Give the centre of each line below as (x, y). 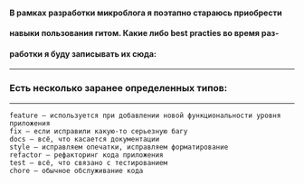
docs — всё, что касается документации (85, 139)
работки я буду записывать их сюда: (83, 53)
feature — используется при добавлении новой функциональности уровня (145, 115)
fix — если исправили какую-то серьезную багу (99, 131)
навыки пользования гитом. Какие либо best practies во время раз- (144, 33)
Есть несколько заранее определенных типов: (119, 88)
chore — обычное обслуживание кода (76, 170)
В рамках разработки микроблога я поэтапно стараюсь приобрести (146, 13)
